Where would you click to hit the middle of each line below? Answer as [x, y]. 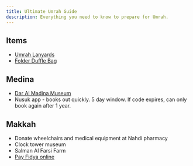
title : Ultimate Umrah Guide [42, 11]
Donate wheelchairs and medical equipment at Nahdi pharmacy [91, 138]
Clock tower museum [40, 144]
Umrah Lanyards [35, 55]
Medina [20, 79]
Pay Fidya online [34, 157]
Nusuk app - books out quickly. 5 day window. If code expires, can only [101, 99]
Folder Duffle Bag [36, 61]
